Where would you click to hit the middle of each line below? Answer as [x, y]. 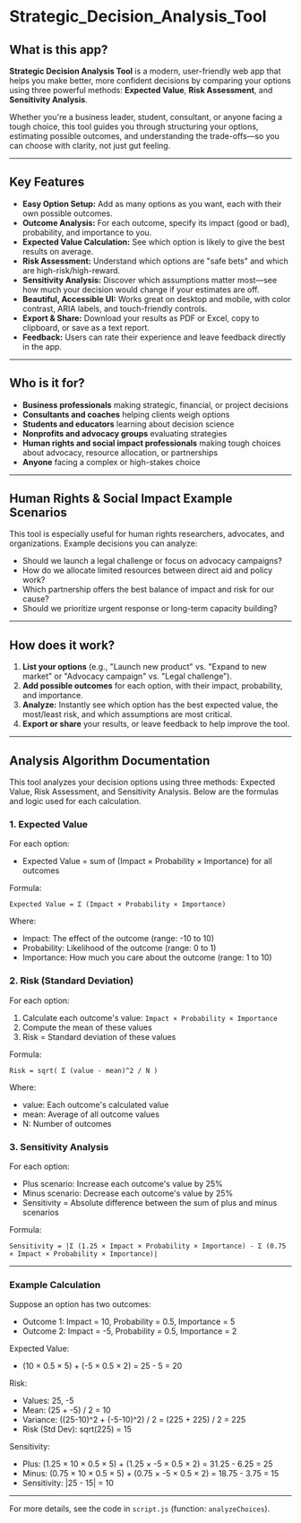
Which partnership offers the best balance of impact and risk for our [148, 590]
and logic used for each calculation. [75, 801]
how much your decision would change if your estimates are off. [141, 290]
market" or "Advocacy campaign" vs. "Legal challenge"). [127, 676]
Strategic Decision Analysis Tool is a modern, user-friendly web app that [145, 71]
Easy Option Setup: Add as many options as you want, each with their [152, 203]
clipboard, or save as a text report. [86, 327]
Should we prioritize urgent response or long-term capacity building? [150, 609]
